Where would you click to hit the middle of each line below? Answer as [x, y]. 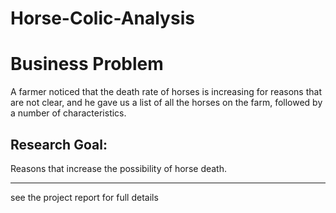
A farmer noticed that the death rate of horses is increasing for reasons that [166, 92]
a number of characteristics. [68, 113]
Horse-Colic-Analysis [102, 18]
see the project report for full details [84, 197]
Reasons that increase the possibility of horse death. [119, 168]
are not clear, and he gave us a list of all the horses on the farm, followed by [166, 103]
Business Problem [87, 64]
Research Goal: [59, 144]
